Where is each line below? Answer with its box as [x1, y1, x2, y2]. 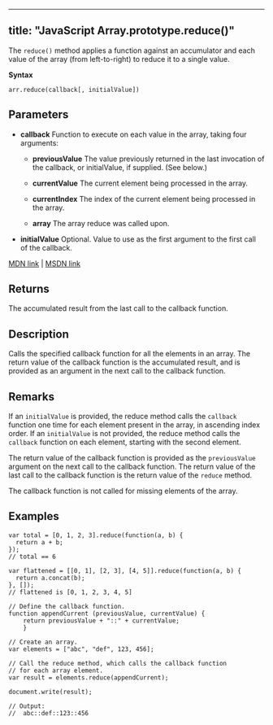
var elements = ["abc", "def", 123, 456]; [8, 644, 154, 653]
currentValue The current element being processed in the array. [32, 178, 249, 188]
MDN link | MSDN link [8, 258, 81, 269]
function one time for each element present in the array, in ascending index [8, 420, 261, 430]
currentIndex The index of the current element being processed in [32, 194, 256, 203]
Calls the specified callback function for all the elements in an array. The [8, 349, 250, 359]
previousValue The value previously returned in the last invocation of [32, 154, 265, 164]
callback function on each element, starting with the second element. [8, 437, 241, 448]
